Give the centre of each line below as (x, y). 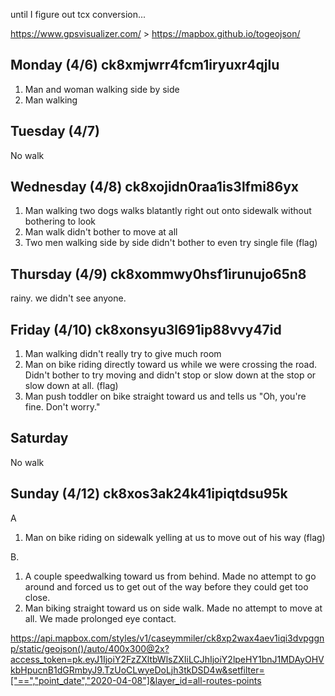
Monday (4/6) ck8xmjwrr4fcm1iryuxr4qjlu (145, 65)
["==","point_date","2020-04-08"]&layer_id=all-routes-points (136, 680)
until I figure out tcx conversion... (78, 14)
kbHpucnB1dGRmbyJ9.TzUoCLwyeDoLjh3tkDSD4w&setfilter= (137, 670)
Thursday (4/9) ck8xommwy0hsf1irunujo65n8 (158, 274)
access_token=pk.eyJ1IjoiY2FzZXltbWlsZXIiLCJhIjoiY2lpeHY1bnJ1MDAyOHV (167, 659)
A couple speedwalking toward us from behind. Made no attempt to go (170, 576)
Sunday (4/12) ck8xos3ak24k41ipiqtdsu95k (149, 494)
